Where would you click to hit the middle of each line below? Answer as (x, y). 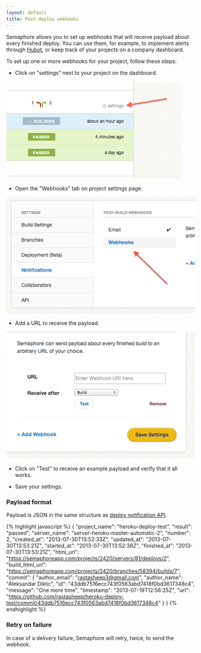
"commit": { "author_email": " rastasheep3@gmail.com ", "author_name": (95, 578)
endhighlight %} (26, 609)
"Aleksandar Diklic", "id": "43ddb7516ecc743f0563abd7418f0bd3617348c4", (100, 584)
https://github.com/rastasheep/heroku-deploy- (66, 597)
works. (23, 475)
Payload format (29, 502)
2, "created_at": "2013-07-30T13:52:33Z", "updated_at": (75, 539)
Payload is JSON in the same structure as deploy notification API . (87, 515)
